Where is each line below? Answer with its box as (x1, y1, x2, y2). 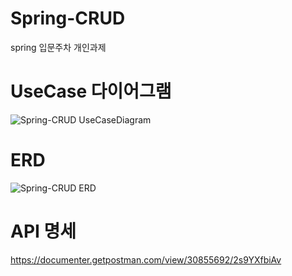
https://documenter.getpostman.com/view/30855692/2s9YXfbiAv (10, 253, 282, 266)
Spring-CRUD (10, 7, 126, 30)
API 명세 (10, 220, 77, 242)
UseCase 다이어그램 (10, 80, 172, 103)
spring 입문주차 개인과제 (10, 41, 107, 53)
